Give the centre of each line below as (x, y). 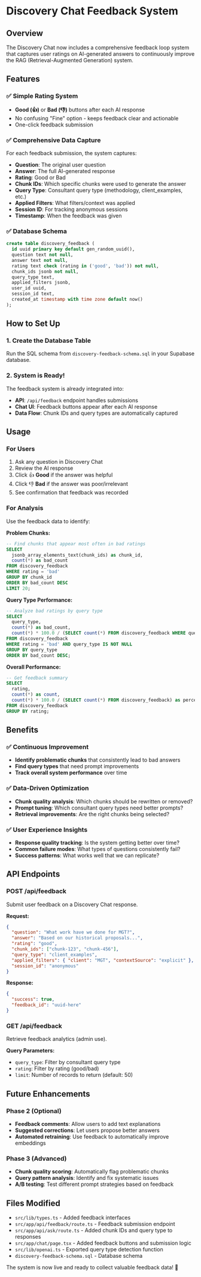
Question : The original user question (60, 164)
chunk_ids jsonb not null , (45, 271)
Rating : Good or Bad (40, 177)
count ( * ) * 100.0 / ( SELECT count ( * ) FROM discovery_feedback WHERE (99, 633)
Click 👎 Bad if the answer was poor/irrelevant (71, 484)
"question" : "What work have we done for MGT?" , (73, 932)
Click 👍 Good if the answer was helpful (64, 475)
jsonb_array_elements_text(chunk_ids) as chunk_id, (77, 555)
